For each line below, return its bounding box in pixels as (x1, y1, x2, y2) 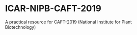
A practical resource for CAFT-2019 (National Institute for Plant (5, 19, 132, 25)
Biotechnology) (5, 24, 36, 30)
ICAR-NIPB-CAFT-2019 (5, 3, 102, 14)
